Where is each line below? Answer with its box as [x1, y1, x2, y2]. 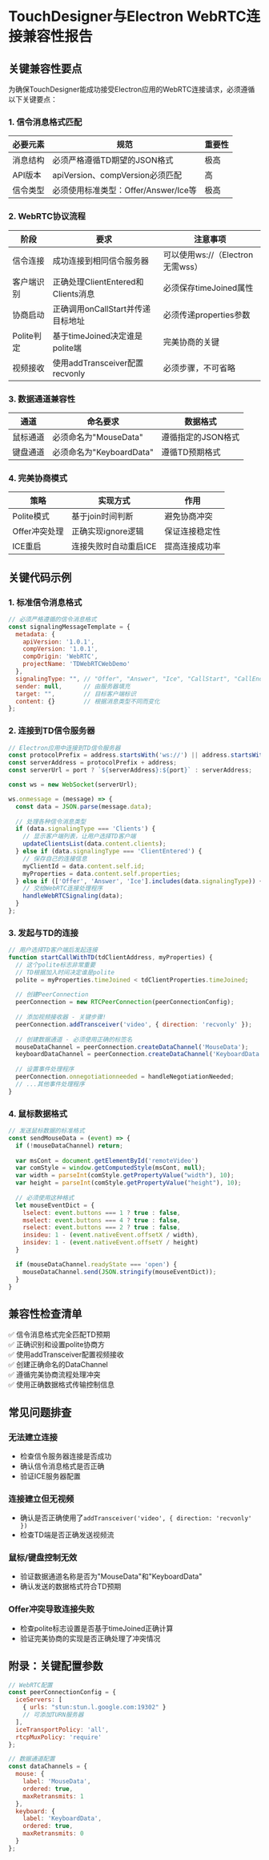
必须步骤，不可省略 [163, 362, 236, 373]
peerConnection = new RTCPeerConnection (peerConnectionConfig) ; [15, 999, 235, 1007]
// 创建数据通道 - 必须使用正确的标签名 [15, 1035, 133, 1043]
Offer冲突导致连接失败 [8, 1604, 94, 1615]
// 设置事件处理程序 [15, 1065, 74, 1074]
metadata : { [15, 630, 56, 638]
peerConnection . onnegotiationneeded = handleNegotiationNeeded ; [15, 1073, 235, 1081]
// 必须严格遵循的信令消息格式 [8, 615, 98, 623]
